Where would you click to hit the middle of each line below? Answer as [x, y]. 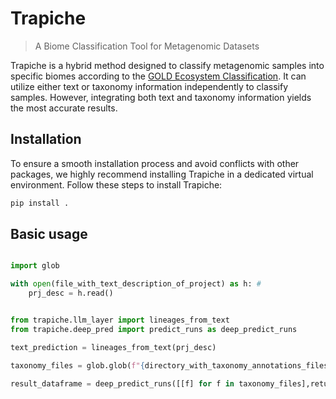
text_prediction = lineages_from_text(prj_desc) [113, 347]
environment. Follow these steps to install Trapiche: [116, 184]
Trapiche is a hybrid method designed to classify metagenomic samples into [167, 65]
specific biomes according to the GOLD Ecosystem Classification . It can [158, 76]
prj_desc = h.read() [71, 293]
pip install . [40, 203]
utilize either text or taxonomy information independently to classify [149, 86]
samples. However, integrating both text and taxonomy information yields [161, 97]
